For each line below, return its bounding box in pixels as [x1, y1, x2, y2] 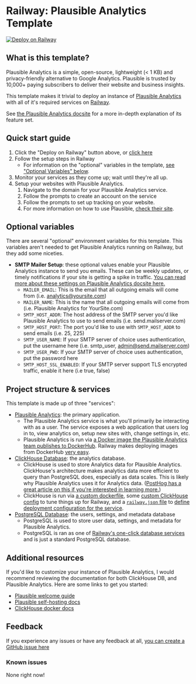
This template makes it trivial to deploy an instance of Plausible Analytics [6, 92, 181, 99]
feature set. [6, 116, 34, 123]
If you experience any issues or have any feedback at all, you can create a [6, 637, 185, 644]
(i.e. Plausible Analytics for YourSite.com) [23, 305, 123, 312]
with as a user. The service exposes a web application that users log [23, 424, 188, 431]
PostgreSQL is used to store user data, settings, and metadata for [23, 517, 181, 524]
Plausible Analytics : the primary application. [14, 411, 121, 418]
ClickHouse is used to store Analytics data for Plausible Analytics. [23, 461, 182, 468]
